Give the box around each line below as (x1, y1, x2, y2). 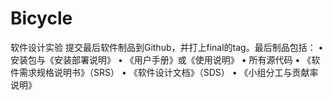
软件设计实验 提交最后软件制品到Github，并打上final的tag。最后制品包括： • (10, 41, 324, 53)
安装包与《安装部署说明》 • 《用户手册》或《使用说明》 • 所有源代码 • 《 (10, 53, 312, 66)
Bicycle (10, 7, 73, 30)
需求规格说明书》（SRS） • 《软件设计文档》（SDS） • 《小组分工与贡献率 (18, 66, 319, 78)
